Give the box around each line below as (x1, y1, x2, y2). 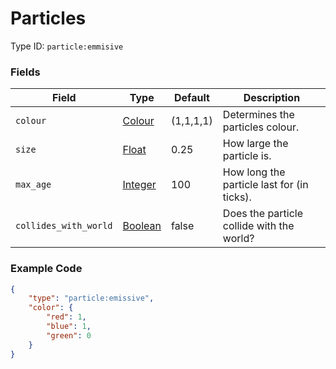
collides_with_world (15, 220, 113, 232)
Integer (122, 178, 157, 192)
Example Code (10, 262, 83, 276)
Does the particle (222, 207, 304, 221)
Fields (10, 65, 41, 79)
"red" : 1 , (46, 312, 87, 322)
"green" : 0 (46, 330, 92, 341)
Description (243, 91, 301, 105)
